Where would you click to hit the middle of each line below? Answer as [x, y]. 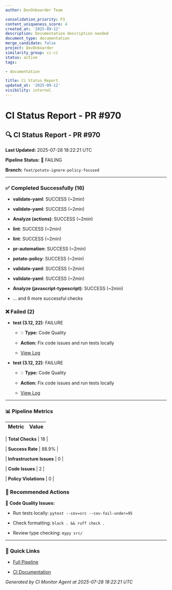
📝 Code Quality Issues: [30, 503]
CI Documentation [32, 572]
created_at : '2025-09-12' [33, 29]
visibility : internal [28, 90]
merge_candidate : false [31, 43]
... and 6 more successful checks [48, 298]
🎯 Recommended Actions [37, 492]
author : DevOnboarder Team [34, 10]
